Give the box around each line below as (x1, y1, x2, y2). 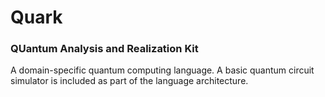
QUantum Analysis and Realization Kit (10, 42, 199, 56)
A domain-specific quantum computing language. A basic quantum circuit (10, 64, 315, 76)
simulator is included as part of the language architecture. (10, 75, 249, 87)
